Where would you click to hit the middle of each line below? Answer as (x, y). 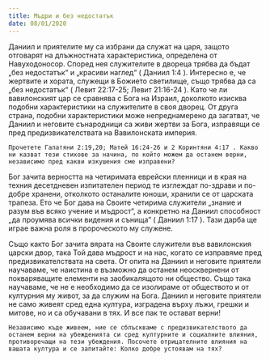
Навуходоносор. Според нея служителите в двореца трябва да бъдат (129, 64)
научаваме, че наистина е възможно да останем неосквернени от (124, 270)
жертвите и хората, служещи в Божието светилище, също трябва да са (132, 81)
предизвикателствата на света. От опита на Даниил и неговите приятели (135, 261)
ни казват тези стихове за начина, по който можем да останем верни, (128, 155)
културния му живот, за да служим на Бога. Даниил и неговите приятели (135, 295)
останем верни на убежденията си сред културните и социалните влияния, (133, 334)
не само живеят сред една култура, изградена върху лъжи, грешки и (129, 304)
